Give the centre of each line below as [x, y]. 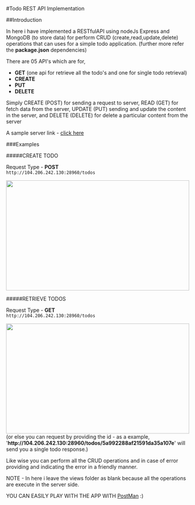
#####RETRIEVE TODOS [36, 299]
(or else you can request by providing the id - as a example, [78, 437]
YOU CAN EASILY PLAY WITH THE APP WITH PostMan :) [75, 496]
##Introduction [24, 20]
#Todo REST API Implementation [45, 9]
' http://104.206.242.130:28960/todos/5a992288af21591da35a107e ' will [96, 443]
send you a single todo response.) [47, 449]
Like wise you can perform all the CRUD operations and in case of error [92, 461]
